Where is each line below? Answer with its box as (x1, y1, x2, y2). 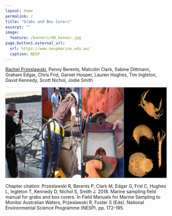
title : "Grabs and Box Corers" (5, 19, 72, 24)
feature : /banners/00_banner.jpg (10, 35, 81, 40)
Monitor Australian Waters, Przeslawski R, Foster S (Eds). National (5, 200, 144, 206)
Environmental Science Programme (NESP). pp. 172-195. (5, 205, 124, 211)
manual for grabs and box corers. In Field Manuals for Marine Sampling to (5, 194, 161, 200)
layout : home (5, 8, 33, 13)
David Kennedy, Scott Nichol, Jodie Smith (5, 77, 93, 83)
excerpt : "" (5, 25, 31, 30)
